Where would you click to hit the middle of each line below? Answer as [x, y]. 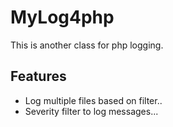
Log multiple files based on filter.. [93, 100]
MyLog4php [62, 17]
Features [38, 76]
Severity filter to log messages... [91, 111]
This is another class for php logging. [87, 45]
